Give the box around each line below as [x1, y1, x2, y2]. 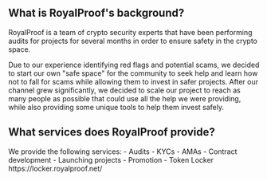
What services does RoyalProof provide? [8, 125, 215, 139]
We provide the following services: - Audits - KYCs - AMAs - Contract [8, 147, 238, 156]
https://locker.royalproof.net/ [8, 163, 103, 173]
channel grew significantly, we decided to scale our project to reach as [8, 85, 241, 95]
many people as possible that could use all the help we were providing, [8, 93, 241, 103]
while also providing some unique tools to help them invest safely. [8, 102, 225, 112]
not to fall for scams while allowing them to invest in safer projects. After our [8, 77, 259, 86]
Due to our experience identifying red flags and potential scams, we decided [8, 60, 260, 69]
